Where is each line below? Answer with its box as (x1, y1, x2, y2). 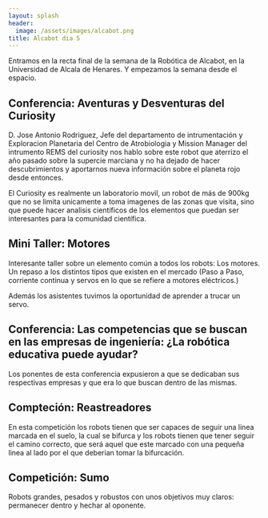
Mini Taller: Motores (8, 237, 110, 251)
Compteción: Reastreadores (8, 401, 152, 415)
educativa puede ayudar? (8, 348, 138, 362)
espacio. (8, 73, 37, 83)
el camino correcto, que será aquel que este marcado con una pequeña (8, 439, 245, 449)
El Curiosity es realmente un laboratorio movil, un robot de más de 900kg (8, 188, 250, 198)
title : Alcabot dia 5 (8, 34, 81, 42)
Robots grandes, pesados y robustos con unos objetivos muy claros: (8, 492, 234, 502)
